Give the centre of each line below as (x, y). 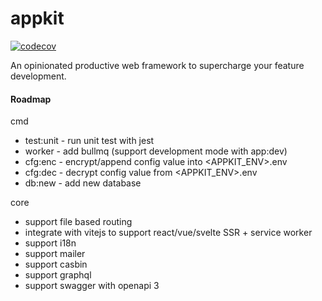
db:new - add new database (83, 183)
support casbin (56, 264)
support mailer (55, 254)
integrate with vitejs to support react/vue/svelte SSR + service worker (168, 233)
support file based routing (78, 222)
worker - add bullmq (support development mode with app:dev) (156, 151)
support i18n (50, 243)
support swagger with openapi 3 (92, 286)
